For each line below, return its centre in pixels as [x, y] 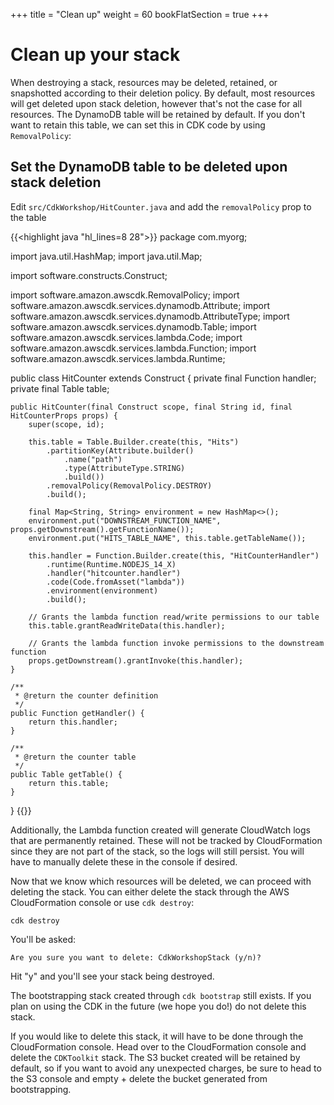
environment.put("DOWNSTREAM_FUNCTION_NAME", [125, 520]
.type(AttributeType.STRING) [124, 468]
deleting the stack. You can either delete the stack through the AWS [150, 891]
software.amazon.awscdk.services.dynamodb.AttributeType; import [150, 316]
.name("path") [93, 459]
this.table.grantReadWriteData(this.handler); [127, 625]
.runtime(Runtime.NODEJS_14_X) [111, 564]
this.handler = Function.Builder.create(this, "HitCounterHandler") [174, 555]
